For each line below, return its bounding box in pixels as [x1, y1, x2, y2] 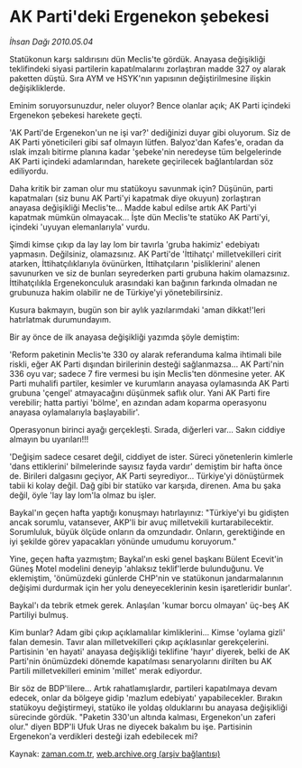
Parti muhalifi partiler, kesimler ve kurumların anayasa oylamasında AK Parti [9, 378, 289, 389]
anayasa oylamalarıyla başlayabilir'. [9, 407, 141, 417]
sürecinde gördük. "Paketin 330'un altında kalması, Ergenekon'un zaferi [9, 711, 277, 722]
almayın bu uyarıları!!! [9, 434, 89, 445]
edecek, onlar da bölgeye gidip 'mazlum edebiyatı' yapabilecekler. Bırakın [9, 692, 283, 703]
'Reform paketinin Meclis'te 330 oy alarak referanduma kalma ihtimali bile [9, 349, 282, 360]
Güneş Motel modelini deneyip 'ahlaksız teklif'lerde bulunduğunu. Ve [9, 563, 264, 574]
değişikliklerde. [9, 82, 66, 93]
